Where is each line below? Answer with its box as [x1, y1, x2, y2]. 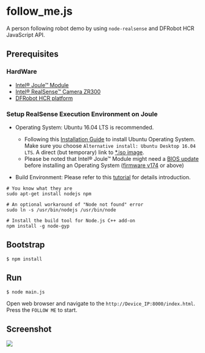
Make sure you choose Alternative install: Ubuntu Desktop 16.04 [24, 142, 196, 149]
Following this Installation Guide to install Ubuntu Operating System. [24, 135, 196, 142]
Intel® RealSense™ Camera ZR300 [15, 88, 101, 95]
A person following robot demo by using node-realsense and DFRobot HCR [6, 25, 195, 32]
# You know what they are [6, 185, 72, 192]
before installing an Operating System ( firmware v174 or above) [24, 161, 185, 169]
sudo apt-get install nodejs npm [6, 190, 92, 197]
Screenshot [6, 324, 52, 334]
